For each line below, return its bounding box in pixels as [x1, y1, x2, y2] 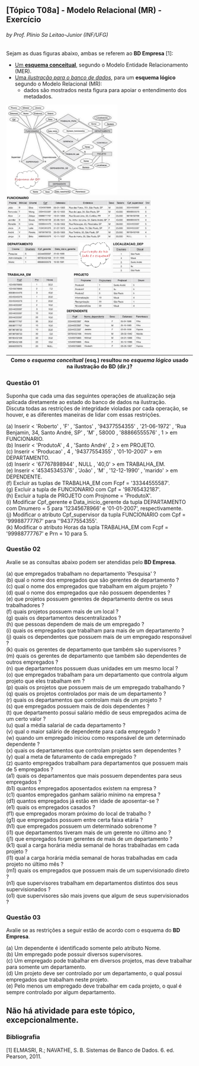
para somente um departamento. [6, 963, 87, 971]
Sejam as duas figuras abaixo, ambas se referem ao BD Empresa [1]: [6, 49, 174, 56]
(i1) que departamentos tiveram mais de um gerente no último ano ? [6, 829, 171, 836]
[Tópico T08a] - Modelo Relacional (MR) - [6, 5, 162, 15]
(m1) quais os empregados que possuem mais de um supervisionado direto [6, 866, 190, 873]
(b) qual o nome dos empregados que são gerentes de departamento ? [6, 576, 179, 584]
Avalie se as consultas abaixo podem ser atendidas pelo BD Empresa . [6, 559, 176, 566]
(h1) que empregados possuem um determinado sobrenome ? [6, 822, 157, 830]
